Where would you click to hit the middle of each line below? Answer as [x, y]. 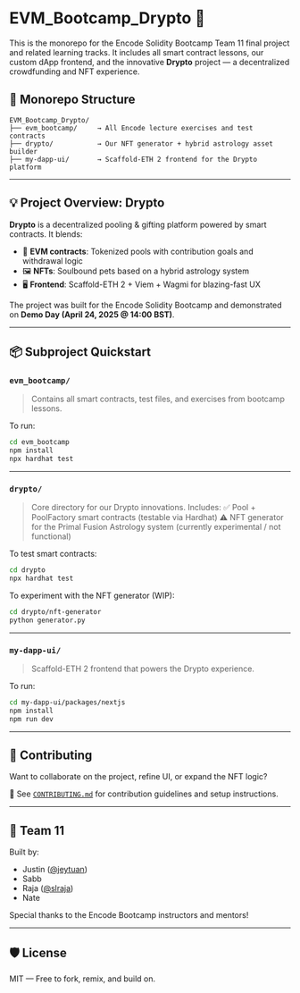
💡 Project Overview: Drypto [87, 203]
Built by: [25, 852]
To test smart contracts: [53, 554]
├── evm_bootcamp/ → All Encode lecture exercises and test [131, 128]
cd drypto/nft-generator [55, 611]
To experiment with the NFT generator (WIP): [92, 595]
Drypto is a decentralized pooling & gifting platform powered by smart [138, 224]
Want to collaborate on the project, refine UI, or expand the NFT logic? [138, 777]
